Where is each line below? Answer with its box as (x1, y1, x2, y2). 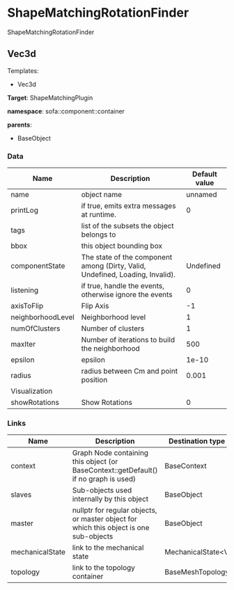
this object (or (72, 457, 118, 467)
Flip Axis (81, 301, 109, 311)
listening (10, 285, 39, 295)
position (81, 375, 108, 385)
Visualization (10, 386, 53, 396)
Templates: (7, 66, 40, 74)
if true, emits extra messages (81, 201, 176, 211)
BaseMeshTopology (164, 567, 230, 577)
